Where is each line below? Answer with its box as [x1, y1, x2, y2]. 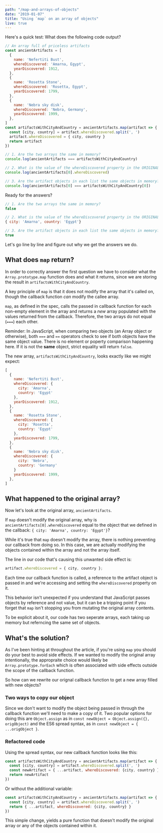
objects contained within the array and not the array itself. [5, 547, 121, 553]
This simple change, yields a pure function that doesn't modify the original [5, 817, 154, 823]
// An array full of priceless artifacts [5, 43, 90, 49]
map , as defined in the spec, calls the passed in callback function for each [5, 303, 152, 309]
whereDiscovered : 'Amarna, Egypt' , [14, 61, 86, 66]
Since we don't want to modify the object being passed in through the [5, 705, 145, 711]
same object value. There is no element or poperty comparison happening [5, 338, 154, 344]
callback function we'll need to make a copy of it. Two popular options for [5, 711, 152, 716]
